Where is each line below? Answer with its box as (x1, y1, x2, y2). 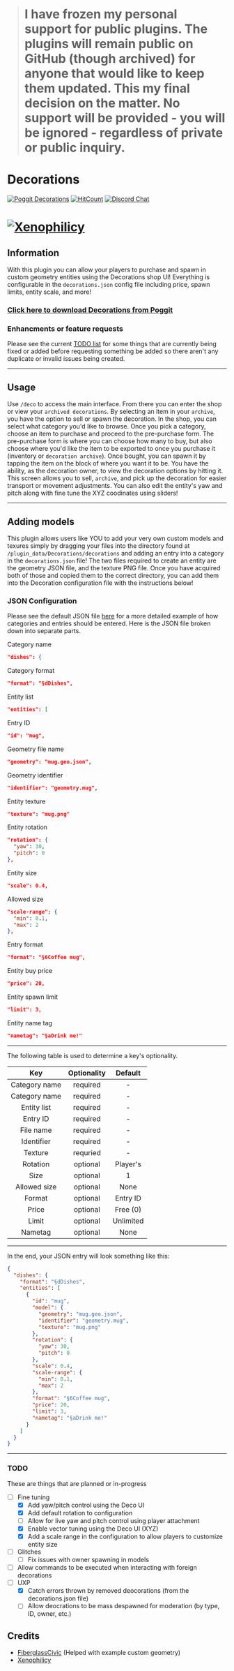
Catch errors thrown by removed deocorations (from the (27, 1587, 189, 1595)
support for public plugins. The (24, 21, 208, 37)
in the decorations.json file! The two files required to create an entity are (7, 556, 217, 565)
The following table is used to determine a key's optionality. (7, 1051, 178, 1060)
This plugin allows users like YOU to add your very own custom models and (7, 534, 224, 542)
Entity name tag (7, 1018, 52, 1027)
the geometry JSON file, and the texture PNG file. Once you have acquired (7, 563, 221, 572)
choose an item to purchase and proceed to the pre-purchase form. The (7, 429, 214, 438)
